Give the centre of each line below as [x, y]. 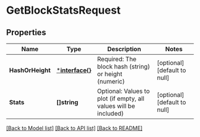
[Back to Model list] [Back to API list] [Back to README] [74, 128]
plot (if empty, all [121, 99]
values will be [116, 106]
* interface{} [74, 70]
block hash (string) [124, 66]
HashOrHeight [30, 70]
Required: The [117, 59]
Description [124, 49]
